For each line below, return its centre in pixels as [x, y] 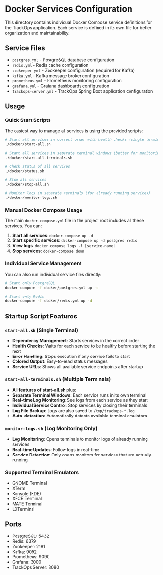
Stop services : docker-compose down [48, 251]
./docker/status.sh [25, 171]
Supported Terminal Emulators [42, 473]
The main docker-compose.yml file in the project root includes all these [74, 221]
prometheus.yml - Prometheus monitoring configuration [67, 80]
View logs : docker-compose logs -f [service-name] [64, 246]
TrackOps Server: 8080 [36, 567]
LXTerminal [23, 509]
